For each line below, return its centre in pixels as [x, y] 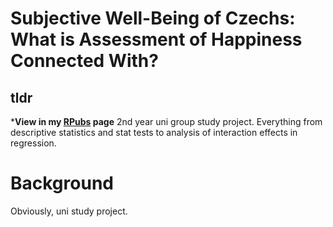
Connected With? [84, 61]
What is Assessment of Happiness [156, 39]
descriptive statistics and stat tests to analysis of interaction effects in [154, 132]
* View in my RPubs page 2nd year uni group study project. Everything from [166, 121]
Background [62, 183]
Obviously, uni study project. [69, 211]
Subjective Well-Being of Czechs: [153, 18]
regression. [33, 143]
